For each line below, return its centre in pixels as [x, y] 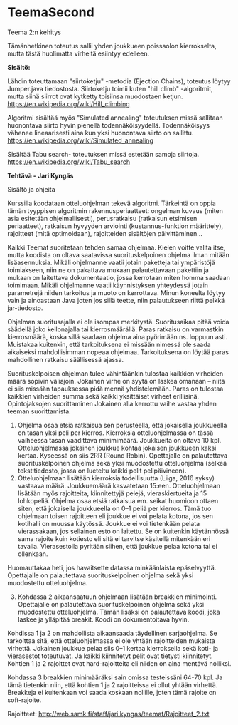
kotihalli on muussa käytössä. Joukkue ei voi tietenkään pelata [109, 523]
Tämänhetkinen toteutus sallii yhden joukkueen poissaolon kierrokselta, [112, 46]
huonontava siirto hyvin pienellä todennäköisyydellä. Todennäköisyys [109, 125]
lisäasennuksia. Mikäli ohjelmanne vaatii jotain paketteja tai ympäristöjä [111, 262]
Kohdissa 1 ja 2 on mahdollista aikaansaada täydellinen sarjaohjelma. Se [113, 633]
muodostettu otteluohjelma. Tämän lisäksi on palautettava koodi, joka [119, 612]
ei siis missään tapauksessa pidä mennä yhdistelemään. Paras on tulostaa [115, 389]
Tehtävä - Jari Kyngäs [40, 175]
